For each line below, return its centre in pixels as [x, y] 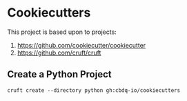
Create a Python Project [59, 74]
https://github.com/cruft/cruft [59, 53]
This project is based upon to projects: [62, 32]
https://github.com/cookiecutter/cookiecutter [81, 45]
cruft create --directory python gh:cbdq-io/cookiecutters [94, 90]
